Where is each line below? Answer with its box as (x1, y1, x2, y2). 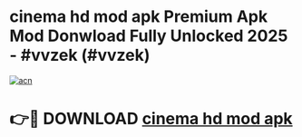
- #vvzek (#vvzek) (9, 45, 151, 65)
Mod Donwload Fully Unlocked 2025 (9, 25, 288, 46)
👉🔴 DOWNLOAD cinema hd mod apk (9, 109, 293, 129)
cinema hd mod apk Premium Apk (9, 6, 268, 27)
